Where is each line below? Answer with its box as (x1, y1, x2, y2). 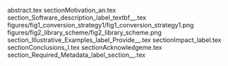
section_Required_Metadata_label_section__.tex (7, 51, 146, 59)
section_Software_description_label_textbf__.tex (7, 13, 147, 22)
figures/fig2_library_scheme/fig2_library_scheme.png (7, 28, 162, 37)
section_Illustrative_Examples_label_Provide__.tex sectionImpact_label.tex (7, 36, 222, 44)
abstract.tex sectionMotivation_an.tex (7, 6, 116, 14)
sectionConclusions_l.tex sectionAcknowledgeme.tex (7, 44, 162, 51)
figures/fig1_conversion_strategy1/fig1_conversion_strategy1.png (7, 21, 194, 29)
